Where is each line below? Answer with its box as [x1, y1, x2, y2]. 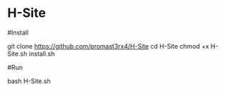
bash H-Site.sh [7, 76, 51, 85]
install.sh [28, 49, 55, 58]
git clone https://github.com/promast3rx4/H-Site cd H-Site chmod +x [7, 42, 209, 50]
